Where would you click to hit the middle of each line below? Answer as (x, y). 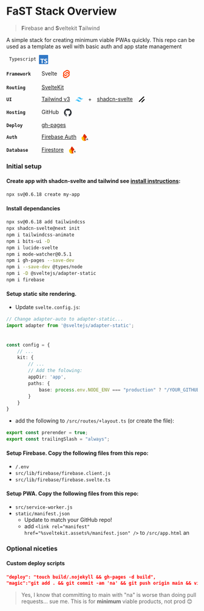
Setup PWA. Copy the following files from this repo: (73, 493)
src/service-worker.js (44, 507)
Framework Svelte (32, 73)
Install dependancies (33, 208)
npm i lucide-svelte (32, 248)
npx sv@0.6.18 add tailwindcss (46, 222)
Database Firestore (35, 149)
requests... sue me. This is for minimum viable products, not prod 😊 (107, 601)
